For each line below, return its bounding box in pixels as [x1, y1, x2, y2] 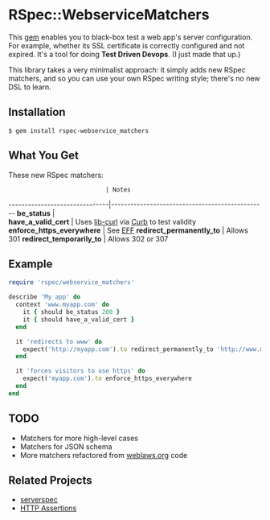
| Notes [105, 185, 131, 194]
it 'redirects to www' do [15, 337, 103, 345]
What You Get [8, 149, 79, 163]
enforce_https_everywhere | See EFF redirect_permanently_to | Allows [8, 225, 249, 235]
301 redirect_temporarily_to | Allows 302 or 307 [8, 233, 169, 243]
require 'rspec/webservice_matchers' [8, 279, 135, 287]
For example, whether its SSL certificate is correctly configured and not [8, 40, 245, 50]
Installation [8, 105, 66, 119]
